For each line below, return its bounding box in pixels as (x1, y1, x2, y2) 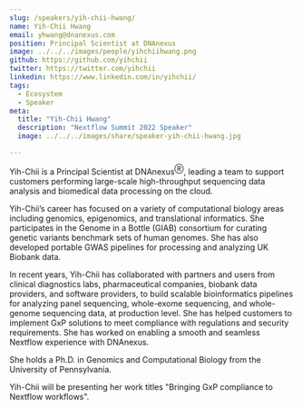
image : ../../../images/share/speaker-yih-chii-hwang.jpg (17, 132, 242, 141)
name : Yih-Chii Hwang (9, 22, 92, 31)
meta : (9, 106, 30, 115)
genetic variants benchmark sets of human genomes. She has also (9, 232, 258, 243)
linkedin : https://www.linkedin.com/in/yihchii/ (9, 73, 197, 82)
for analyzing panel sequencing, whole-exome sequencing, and (9, 297, 248, 309)
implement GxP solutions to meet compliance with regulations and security (9, 317, 289, 328)
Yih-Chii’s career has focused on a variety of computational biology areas (9, 203, 284, 214)
